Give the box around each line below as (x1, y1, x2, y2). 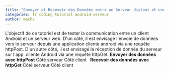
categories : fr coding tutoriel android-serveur (5, 12, 109, 17)
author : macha (5, 16, 35, 21)
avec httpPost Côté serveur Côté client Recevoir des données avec (5, 57, 149, 63)
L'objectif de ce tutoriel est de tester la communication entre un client (5, 30, 149, 36)
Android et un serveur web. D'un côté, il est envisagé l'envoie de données (5, 35, 158, 41)
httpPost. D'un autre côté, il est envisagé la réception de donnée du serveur (5, 46, 162, 52)
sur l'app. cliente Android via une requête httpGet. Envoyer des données (5, 51, 156, 57)
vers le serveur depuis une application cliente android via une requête (5, 41, 150, 47)
